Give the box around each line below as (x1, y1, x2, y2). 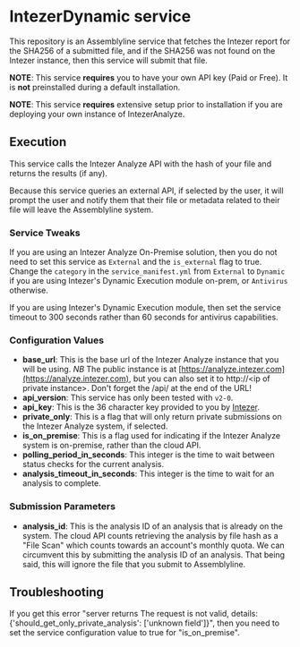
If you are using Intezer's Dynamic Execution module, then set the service (9, 302, 282, 313)
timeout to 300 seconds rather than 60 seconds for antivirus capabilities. (9, 311, 279, 323)
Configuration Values (9, 334, 105, 346)
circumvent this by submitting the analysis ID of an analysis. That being (21, 549, 285, 560)
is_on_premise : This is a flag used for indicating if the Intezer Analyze (21, 430, 280, 441)
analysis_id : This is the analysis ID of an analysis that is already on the (21, 521, 284, 532)
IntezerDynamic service (9, 6, 192, 27)
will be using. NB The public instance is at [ (21, 364, 182, 375)
